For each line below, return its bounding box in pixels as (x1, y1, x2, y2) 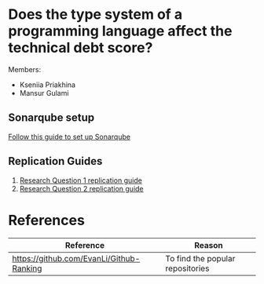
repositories (165, 263, 210, 274)
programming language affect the (8, 22, 233, 40)
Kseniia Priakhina (19, 80, 76, 89)
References (8, 211, 85, 229)
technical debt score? (8, 39, 153, 56)
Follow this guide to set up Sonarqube (8, 132, 131, 141)
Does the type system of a (8, 5, 183, 24)
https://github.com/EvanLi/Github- (12, 253, 141, 264)
